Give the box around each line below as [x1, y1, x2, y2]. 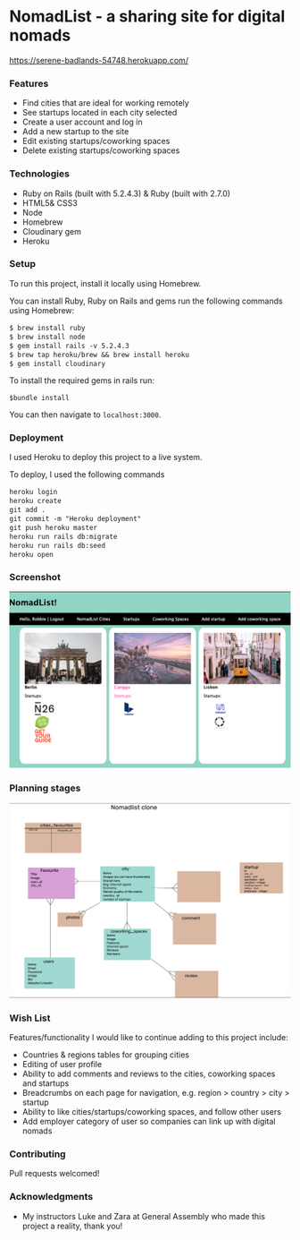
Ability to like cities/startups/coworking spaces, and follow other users [21, 1106, 281, 1116]
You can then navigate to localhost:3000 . [9, 409, 162, 420]
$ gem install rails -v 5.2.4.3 [9, 341, 129, 350]
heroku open [9, 551, 54, 560]
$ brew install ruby [9, 323, 87, 332]
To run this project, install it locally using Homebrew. [9, 278, 202, 288]
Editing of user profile [21, 1058, 103, 1069]
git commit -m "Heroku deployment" [9, 515, 142, 524]
